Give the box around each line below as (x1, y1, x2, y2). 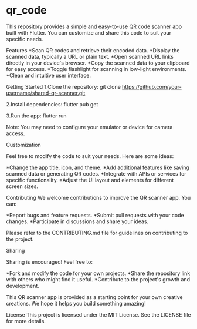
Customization (6, 141, 41, 148)
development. (6, 282, 39, 289)
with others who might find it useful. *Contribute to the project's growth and (6, 276, 191, 283)
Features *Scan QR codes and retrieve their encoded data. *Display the (6, 46, 180, 53)
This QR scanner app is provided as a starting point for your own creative (6, 293, 183, 300)
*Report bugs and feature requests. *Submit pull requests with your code (6, 211, 184, 219)
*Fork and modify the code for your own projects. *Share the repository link (6, 270, 191, 277)
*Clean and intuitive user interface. (6, 72, 91, 79)
